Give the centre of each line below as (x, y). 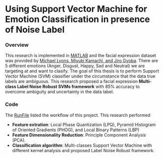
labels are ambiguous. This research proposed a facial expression (71, 81)
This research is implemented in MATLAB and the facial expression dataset (81, 56)
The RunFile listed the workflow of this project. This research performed (78, 115)
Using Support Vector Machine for (76, 9)
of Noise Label (35, 30)
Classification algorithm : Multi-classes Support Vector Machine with (82, 145)
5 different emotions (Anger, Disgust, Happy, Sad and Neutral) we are (75, 66)
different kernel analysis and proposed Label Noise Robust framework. (83, 150)
